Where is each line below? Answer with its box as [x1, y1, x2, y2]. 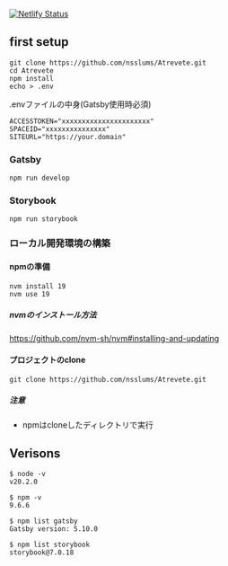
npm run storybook [9, 215, 78, 224]
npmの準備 [9, 261, 51, 271]
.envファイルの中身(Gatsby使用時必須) [9, 99, 152, 110]
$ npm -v [9, 493, 42, 502]
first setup [9, 34, 69, 49]
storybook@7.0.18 [9, 548, 75, 557]
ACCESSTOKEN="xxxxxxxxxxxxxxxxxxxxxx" [9, 117, 154, 126]
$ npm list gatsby [9, 517, 78, 526]
